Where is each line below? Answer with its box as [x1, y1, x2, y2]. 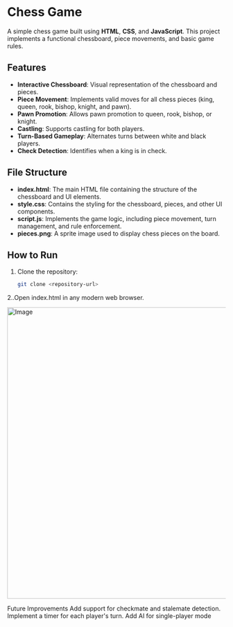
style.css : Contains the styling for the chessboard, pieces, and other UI [17, 200, 223, 208]
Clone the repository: [17, 267, 78, 276]
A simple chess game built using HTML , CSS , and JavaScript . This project [7, 27, 221, 35]
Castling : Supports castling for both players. [17, 124, 145, 132]
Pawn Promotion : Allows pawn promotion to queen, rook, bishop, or [17, 109, 213, 118]
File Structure [7, 167, 67, 179]
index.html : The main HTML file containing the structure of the [17, 185, 198, 193]
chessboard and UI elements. [17, 192, 102, 201]
